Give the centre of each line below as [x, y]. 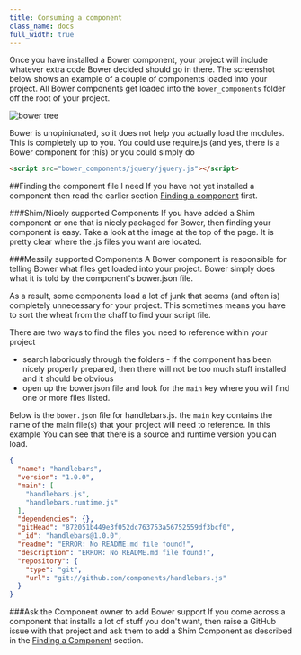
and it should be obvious [68, 378]
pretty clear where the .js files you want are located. [106, 242]
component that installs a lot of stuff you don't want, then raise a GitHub [143, 622]
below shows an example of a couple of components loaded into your [138, 79]
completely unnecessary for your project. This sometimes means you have [147, 305]
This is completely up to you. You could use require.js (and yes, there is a [145, 143]
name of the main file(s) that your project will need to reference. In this [140, 425]
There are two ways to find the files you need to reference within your [138, 332]
